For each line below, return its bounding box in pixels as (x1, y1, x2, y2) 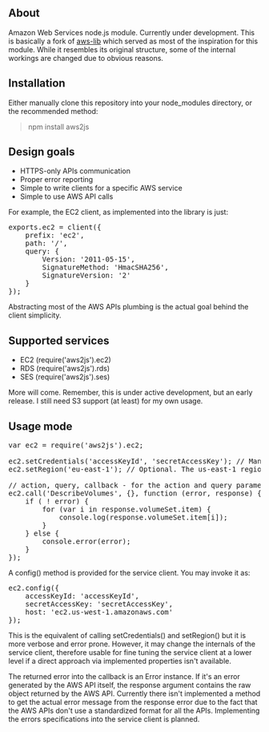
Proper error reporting (19, 175, 94, 184)
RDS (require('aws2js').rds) (19, 364, 110, 374)
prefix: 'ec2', (25, 231, 85, 240)
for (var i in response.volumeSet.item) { (42, 505, 211, 514)
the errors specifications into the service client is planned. (8, 714, 200, 724)
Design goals (8, 145, 75, 159)
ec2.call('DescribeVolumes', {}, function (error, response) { (8, 489, 262, 498)
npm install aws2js (27, 122, 90, 131)
